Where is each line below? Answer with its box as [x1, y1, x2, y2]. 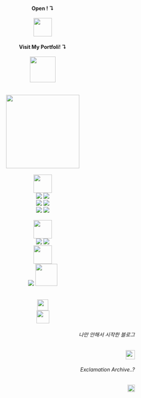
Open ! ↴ [31, 5, 54, 12]
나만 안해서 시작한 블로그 [78, 331, 135, 338]
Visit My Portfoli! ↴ [19, 43, 67, 50]
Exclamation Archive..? [80, 366, 135, 373]
